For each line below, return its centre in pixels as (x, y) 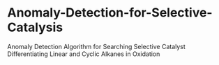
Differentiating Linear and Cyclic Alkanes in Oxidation (84, 54)
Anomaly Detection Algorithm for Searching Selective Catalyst (97, 46)
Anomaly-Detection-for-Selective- (110, 13)
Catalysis (35, 27)
